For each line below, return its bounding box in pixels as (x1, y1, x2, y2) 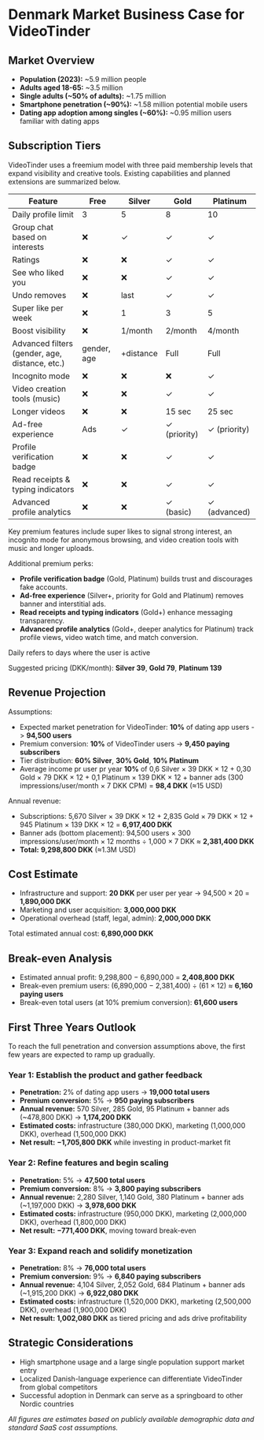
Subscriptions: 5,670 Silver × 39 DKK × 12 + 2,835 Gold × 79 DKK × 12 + (19, 811, 254, 820)
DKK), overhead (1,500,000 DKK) (19, 1129, 127, 1139)
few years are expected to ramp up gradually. (8, 1050, 156, 1059)
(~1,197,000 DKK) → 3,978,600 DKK (19, 1200, 137, 1210)
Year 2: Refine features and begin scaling (8, 1157, 169, 1168)
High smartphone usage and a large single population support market (19, 1357, 245, 1367)
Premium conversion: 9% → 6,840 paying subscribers (19, 1271, 202, 1281)
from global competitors (19, 1382, 98, 1392)
